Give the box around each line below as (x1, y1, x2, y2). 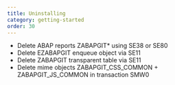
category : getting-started (7, 16, 84, 23)
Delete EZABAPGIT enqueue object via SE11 (16, 49, 141, 57)
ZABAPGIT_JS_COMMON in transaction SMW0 (16, 71, 150, 79)
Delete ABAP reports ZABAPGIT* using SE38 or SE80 (16, 42, 168, 50)
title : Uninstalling (7, 10, 67, 17)
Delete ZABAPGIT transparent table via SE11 (16, 56, 141, 64)
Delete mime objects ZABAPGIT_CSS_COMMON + (16, 63, 159, 72)
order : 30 (7, 23, 36, 29)
